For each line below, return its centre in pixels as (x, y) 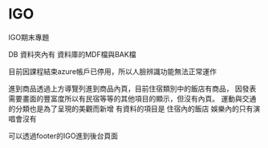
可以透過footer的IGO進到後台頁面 (63, 136)
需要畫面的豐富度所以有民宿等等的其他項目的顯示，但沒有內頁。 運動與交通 (132, 98)
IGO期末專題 (29, 37)
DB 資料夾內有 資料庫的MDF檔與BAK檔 (72, 54)
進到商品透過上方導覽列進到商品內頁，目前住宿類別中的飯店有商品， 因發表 (132, 88)
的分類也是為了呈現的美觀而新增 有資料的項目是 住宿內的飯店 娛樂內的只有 (131, 109)
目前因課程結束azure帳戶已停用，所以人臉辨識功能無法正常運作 (113, 71)
